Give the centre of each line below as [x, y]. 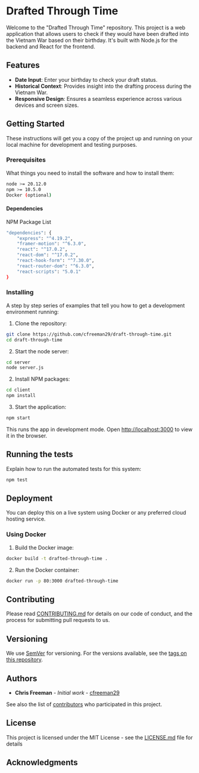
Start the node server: [42, 351]
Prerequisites [26, 160]
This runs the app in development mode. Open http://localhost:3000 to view [99, 429]
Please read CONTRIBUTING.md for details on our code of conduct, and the [99, 614]
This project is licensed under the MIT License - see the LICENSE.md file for [99, 737]
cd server [18, 362]
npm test [17, 480]
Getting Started [35, 124]
